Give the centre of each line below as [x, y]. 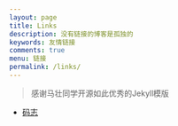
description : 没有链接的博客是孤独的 [71, 34]
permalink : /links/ [45, 67]
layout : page [33, 17]
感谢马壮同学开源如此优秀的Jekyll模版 [100, 93]
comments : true [37, 51]
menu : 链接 [28, 59]
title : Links [33, 26]
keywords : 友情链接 [43, 42]
